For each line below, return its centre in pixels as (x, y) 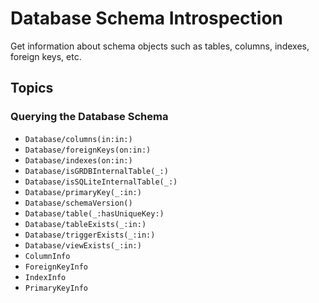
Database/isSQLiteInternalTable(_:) (101, 182)
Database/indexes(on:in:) (78, 160)
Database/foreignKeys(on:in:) (88, 150)
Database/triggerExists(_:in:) (90, 235)
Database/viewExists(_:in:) (83, 245)
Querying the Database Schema (89, 117)
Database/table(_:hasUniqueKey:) (94, 213)
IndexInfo (45, 277)
